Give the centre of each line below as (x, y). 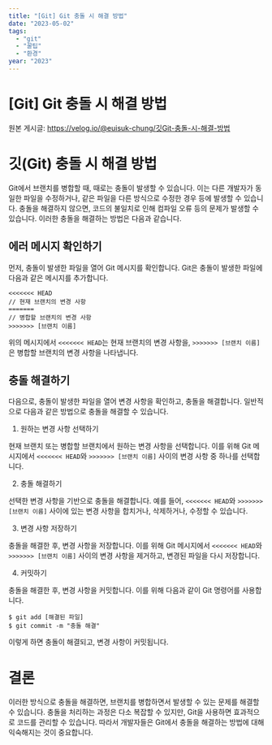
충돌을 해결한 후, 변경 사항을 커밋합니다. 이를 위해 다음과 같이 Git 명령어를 (125, 591)
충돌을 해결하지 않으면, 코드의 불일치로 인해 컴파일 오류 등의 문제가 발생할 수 (139, 208)
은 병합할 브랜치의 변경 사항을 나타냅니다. (73, 352)
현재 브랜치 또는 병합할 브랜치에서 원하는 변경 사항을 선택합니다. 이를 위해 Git (130, 446)
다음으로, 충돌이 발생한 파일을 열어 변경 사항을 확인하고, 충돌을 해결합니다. (125, 401)
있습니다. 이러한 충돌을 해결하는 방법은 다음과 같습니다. (95, 218)
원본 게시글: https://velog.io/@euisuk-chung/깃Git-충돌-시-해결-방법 (119, 128)
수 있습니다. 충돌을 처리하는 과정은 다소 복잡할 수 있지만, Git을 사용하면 (120, 713)
